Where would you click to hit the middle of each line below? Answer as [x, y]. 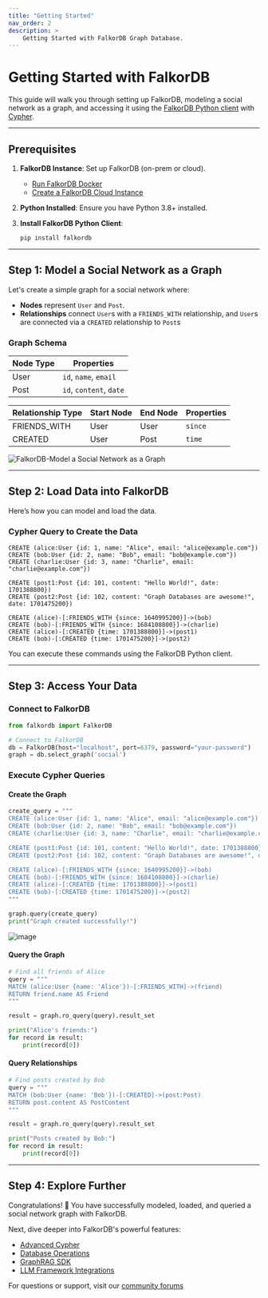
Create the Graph [37, 794]
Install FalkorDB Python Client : [71, 223]
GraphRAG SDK [45, 1261]
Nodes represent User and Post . [72, 305]
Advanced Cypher [50, 1244]
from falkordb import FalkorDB [60, 725]
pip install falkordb [55, 238]
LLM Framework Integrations [67, 1270]
